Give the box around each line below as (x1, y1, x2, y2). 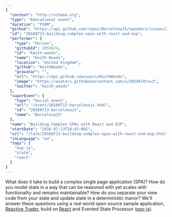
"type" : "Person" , (14, 41, 54, 46)
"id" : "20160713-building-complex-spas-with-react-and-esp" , (10, 31, 143, 36)
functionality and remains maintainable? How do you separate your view (5, 189, 158, 196)
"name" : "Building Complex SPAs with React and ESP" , (10, 121, 127, 127)
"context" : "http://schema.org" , (10, 12, 81, 17)
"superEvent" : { (10, 93, 45, 98)
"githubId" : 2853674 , (14, 46, 60, 51)
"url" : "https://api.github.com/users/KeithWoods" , (14, 74, 127, 79)
